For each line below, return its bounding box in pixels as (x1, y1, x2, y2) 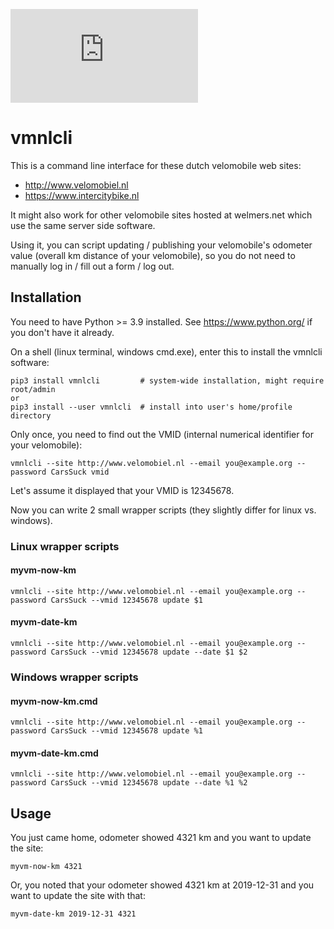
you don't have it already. (10, 326, 115, 338)
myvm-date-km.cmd (10, 747, 99, 759)
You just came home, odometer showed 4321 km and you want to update (10, 832, 312, 844)
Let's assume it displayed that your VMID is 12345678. (10, 484, 235, 496)
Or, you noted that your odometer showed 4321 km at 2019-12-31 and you (10, 879, 315, 891)
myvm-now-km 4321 (10, 862, 83, 872)
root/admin (10, 384, 56, 394)
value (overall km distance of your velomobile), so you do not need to (10, 249, 296, 261)
